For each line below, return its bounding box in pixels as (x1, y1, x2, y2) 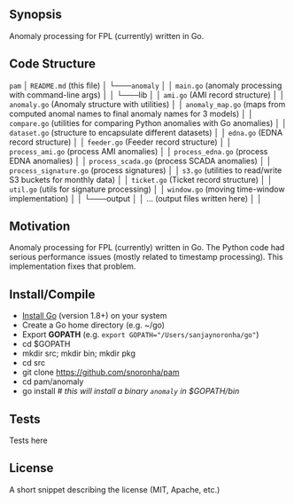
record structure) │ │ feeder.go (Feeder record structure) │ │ (9, 137, 232, 147)
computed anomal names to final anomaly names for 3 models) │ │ (9, 108, 254, 119)
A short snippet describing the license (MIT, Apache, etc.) (9, 484, 220, 495)
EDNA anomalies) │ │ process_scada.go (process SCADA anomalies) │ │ (9, 155, 272, 166)
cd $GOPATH (21, 339, 71, 350)
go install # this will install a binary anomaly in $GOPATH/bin (21, 386, 240, 397)
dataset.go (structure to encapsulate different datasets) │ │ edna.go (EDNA (9, 127, 283, 138)
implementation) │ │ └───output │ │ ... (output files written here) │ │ (9, 193, 263, 203)
